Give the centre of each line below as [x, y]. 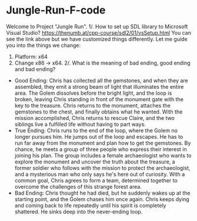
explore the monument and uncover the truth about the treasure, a [95, 162]
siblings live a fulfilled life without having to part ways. [80, 124]
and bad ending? [35, 69]
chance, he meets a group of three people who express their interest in [101, 149]
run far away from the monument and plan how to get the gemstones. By [103, 143]
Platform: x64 [31, 56]
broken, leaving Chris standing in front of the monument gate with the [99, 99]
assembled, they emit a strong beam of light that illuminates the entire [99, 86]
